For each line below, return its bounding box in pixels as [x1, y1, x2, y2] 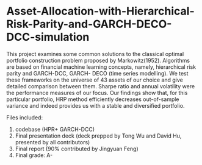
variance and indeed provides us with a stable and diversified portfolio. [6, 102, 185, 109]
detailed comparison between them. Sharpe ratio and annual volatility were [6, 82, 195, 90]
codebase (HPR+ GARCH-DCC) [15, 125, 95, 133]
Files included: [6, 114, 43, 121]
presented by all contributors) [15, 138, 90, 146]
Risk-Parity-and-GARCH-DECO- [6, 17, 172, 31]
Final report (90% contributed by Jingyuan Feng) [15, 145, 139, 152]
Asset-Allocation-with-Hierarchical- [6, 4, 195, 18]
